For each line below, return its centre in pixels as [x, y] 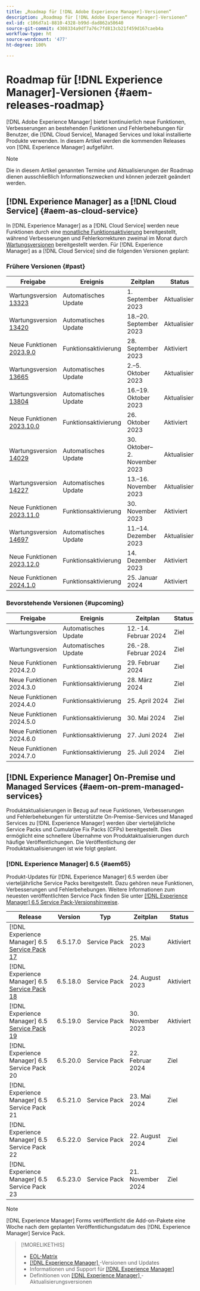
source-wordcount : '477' [37, 39]
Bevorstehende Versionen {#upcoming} [65, 603]
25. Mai [140, 938]
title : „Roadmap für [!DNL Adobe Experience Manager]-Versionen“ [89, 12]
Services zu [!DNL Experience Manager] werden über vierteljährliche [91, 823]
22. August [145, 1136]
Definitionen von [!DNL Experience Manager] [85, 1275]
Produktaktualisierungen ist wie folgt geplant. [62, 849]
